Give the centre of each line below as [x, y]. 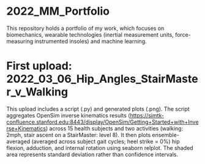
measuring [20, 41]
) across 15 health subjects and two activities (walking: [114, 128]
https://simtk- [147, 115]
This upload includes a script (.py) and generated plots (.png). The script [98, 109]
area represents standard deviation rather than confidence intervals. [92, 154]
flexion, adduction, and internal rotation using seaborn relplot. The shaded [100, 147]
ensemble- [166, 135]
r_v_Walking [37, 92]
